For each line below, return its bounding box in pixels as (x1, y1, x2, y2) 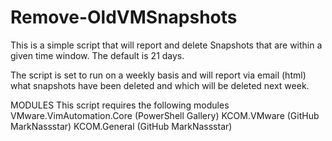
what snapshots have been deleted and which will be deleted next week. (10, 79, 310, 91)
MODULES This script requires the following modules (10, 99, 230, 111)
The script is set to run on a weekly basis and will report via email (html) (10, 69, 307, 81)
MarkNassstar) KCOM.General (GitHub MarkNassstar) (10, 120, 233, 132)
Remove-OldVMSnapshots (10, 6, 238, 29)
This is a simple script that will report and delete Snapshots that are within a (10, 39, 323, 51)
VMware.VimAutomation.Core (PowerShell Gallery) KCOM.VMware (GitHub (10, 109, 320, 121)
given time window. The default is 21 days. (10, 49, 185, 61)
